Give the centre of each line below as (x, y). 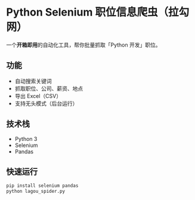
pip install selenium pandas (42, 186)
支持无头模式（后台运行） (46, 103)
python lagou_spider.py (36, 192)
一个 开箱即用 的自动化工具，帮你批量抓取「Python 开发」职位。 (83, 45)
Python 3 (26, 139)
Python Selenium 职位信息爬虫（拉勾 (98, 12)
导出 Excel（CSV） (38, 96)
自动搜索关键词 (33, 81)
